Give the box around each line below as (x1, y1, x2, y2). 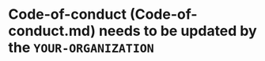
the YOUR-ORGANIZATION (8, 39, 154, 56)
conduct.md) (8, 22, 97, 40)
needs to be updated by (98, 22, 257, 40)
